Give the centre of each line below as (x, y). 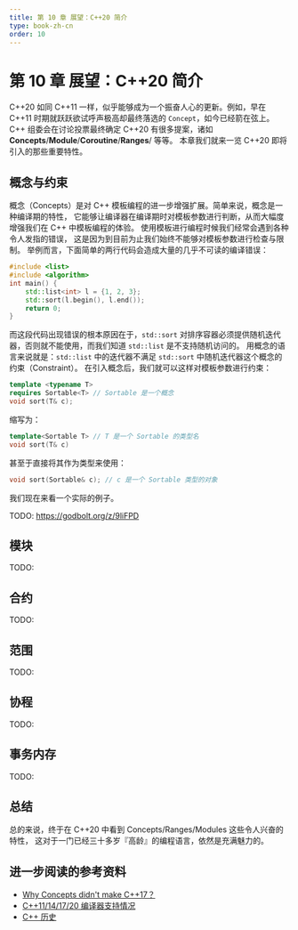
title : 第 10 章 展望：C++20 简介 (68, 17)
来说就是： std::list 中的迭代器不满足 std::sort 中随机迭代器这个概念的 (149, 357)
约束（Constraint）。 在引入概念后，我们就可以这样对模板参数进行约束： (141, 368)
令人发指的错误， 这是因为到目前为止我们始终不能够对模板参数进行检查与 (143, 239)
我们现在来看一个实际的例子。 (64, 497)
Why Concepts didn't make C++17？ (89, 894)
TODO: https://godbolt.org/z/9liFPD (74, 515)
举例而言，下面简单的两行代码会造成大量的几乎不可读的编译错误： (147, 250)
